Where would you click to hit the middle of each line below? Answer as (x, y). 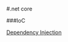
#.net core (19, 9)
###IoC (16, 20)
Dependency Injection (34, 32)
